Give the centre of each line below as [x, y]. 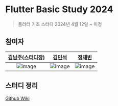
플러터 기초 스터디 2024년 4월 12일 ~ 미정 [60, 24]
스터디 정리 [22, 86]
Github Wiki [17, 98]
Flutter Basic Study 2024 [59, 9]
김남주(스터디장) [26, 57]
